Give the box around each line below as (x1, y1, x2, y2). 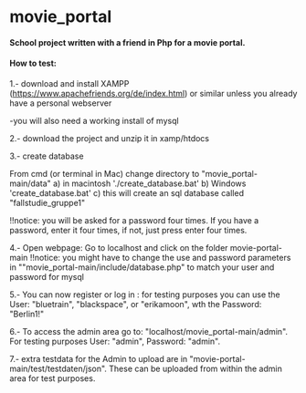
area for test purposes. (9, 372, 96, 384)
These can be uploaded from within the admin (109, 363, 283, 374)
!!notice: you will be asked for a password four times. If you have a (9, 214, 259, 225)
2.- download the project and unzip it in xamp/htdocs (9, 132, 210, 143)
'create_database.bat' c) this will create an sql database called (9, 187, 245, 198)
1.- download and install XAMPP (9, 78, 130, 88)
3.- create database (9, 150, 84, 161)
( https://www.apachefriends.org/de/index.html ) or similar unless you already (9, 88, 298, 98)
